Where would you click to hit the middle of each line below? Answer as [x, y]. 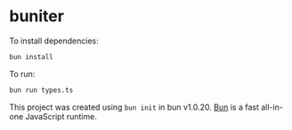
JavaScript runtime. [61, 116]
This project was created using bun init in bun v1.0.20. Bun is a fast [134, 107]
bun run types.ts [41, 90]
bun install [31, 57]
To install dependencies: [54, 41]
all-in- [272, 107]
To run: [22, 73]
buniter [37, 16]
